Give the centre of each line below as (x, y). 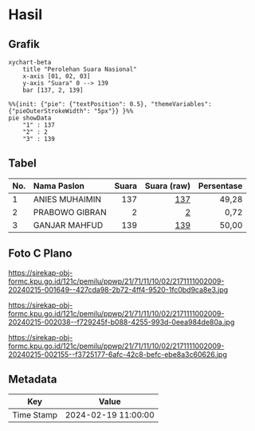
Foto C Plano (40, 254)
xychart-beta (30, 62)
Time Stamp (35, 415)
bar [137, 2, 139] (53, 90)
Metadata (33, 380)
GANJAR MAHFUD (68, 225)
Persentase (220, 186)
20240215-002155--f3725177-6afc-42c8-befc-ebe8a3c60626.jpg (118, 354)
